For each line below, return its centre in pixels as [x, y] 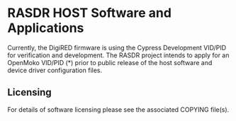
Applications [46, 28]
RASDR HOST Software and [90, 13]
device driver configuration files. [55, 70]
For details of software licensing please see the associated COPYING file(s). [118, 109]
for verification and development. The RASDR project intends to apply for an [118, 55]
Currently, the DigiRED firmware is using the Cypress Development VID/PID [117, 47]
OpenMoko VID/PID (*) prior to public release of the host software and [110, 62]
